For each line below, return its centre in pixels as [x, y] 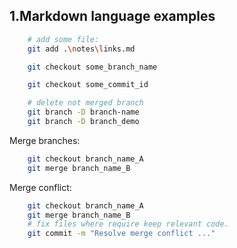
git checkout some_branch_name [92, 67]
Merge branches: [45, 140]
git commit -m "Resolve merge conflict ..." [121, 234]
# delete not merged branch [85, 103]
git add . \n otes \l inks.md [81, 49]
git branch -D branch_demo [83, 122]
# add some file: [63, 39]
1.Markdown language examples [112, 16]
